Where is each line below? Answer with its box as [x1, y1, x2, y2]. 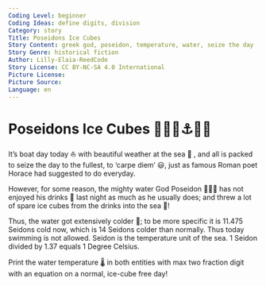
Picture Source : [8, 78, 62, 86]
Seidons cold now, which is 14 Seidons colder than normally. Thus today [8, 225, 245, 234]
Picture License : [8, 71, 66, 79]
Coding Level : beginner [8, 11, 87, 20]
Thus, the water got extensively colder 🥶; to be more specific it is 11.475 [8, 216, 244, 226]
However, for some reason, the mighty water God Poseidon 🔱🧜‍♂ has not [8, 184, 244, 194]
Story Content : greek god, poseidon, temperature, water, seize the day [8, 41, 254, 49]
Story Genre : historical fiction [8, 48, 119, 56]
